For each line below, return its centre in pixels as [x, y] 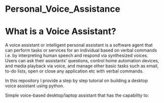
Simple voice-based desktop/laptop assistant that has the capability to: [77, 95]
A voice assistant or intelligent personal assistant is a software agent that [79, 45]
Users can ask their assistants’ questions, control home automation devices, [82, 61]
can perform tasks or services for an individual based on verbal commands [81, 51]
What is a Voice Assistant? [61, 32]
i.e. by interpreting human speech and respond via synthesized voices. [77, 55]
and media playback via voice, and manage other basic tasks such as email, [82, 66]
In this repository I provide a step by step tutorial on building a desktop [77, 81]
